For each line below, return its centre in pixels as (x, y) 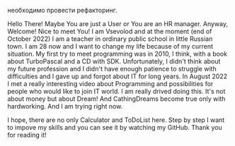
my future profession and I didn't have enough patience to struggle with (112, 69)
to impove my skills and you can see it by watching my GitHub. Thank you (115, 127)
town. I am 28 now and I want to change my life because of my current (110, 46)
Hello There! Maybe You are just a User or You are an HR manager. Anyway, (118, 24)
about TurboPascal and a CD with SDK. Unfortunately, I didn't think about (114, 61)
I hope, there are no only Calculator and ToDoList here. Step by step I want (116, 120)
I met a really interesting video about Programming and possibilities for (110, 84)
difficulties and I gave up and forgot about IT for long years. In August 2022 (117, 76)
